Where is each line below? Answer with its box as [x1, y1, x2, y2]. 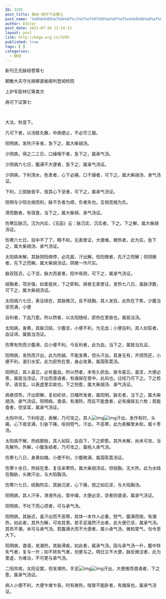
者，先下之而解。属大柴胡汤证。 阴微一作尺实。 [5, 260, 100, 266]
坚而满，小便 [5, 304, 31, 310]
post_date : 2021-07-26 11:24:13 [5, 26, 72, 31]
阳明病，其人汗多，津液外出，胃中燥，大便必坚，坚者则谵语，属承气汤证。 [5, 492, 157, 498]
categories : [5, 49, 30, 54]
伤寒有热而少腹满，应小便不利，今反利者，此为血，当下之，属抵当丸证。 [5, 342, 152, 348]
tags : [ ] [5, 44, 26, 49]
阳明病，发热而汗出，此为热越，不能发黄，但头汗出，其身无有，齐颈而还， [5, 353, 157, 359]
